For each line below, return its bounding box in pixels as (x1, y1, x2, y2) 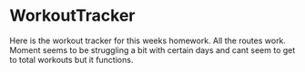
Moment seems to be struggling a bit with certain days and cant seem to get (9, 44, 296, 55)
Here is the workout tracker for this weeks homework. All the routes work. (9, 35, 287, 46)
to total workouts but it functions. (9, 54, 134, 65)
